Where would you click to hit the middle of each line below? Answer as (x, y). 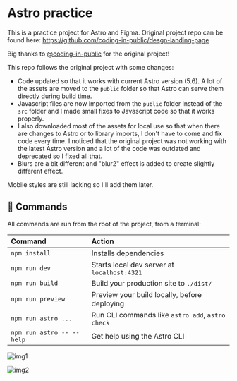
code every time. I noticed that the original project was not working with (122, 141)
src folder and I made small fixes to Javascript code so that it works (116, 111)
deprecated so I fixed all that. (60, 156)
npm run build (35, 283)
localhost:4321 (117, 272)
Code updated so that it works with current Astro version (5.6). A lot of (120, 81)
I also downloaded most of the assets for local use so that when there (119, 126)
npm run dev (31, 268)
